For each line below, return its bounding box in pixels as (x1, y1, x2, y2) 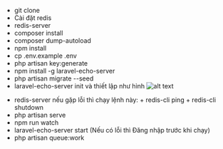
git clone (14, 6, 41, 14)
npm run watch (14, 118, 59, 127)
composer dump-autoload (14, 36, 91, 45)
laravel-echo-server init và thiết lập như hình (14, 82, 145, 90)
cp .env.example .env (14, 51, 77, 60)
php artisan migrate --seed (14, 74, 94, 83)
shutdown (14, 103, 44, 111)
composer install (14, 29, 63, 37)
